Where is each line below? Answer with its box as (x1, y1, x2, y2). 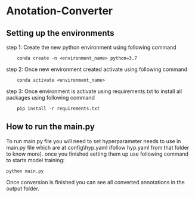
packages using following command (6, 94, 95, 101)
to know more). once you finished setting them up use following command (6, 150, 189, 157)
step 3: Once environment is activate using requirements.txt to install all (6, 88, 182, 95)
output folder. (6, 185, 40, 192)
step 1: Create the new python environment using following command (6, 44, 177, 51)
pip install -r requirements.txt (17, 106, 100, 112)
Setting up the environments (6, 28, 114, 38)
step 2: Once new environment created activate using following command (6, 66, 188, 73)
